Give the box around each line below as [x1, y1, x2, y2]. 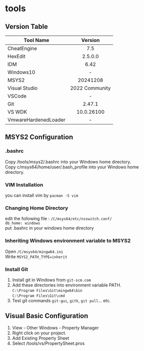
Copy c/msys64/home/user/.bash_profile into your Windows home [5, 164, 139, 170]
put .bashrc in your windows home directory [5, 225, 94, 231]
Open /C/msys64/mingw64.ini [5, 248, 63, 254]
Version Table [5, 22, 48, 31]
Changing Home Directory [5, 205, 68, 211]
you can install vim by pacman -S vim [5, 192, 79, 198]
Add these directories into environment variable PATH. [12, 282, 122, 288]
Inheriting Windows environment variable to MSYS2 [5, 237, 131, 244]
